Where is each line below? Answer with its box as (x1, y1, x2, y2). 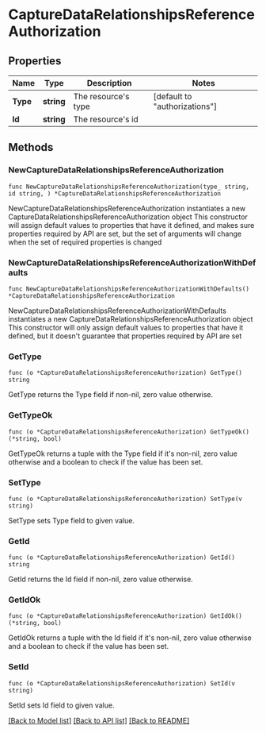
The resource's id (73, 114, 139, 125)
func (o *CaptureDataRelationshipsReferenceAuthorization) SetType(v (8, 495, 243, 503)
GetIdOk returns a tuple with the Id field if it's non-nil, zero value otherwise (8, 633, 252, 642)
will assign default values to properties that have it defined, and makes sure (8, 220, 255, 230)
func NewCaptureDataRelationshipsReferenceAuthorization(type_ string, (8, 183, 249, 191)
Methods (8, 141, 54, 154)
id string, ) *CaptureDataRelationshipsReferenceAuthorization (8, 189, 222, 198)
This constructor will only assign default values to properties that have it (8, 322, 244, 332)
